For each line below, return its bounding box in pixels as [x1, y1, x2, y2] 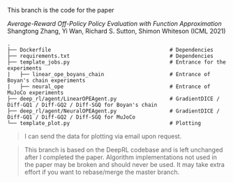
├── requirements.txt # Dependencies [7, 52, 214, 59]
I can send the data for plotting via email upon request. [24, 132, 182, 140]
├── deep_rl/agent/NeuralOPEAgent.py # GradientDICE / [7, 108, 220, 115]
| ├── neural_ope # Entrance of [7, 83, 211, 90]
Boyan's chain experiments [7, 77, 86, 84]
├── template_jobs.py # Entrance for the [7, 59, 227, 66]
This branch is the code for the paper [7, 6, 114, 14]
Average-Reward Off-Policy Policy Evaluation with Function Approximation [7, 20, 222, 27]
